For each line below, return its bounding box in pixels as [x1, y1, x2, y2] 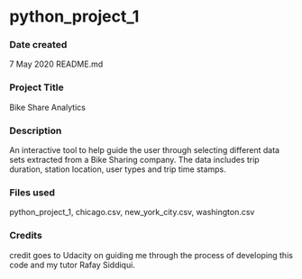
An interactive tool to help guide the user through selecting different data [9, 145, 280, 156]
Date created [9, 39, 68, 51]
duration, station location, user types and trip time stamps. [9, 164, 227, 175]
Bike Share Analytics [9, 102, 86, 112]
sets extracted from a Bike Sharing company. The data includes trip [9, 155, 260, 166]
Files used [9, 186, 56, 199]
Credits [9, 229, 42, 242]
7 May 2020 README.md [9, 58, 104, 69]
